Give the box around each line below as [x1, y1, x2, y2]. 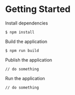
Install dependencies [5, 20, 48, 26]
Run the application [5, 75, 45, 81]
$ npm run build [5, 48, 39, 53]
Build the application [5, 38, 47, 44]
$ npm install [5, 29, 35, 34]
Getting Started [5, 3, 71, 15]
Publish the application [5, 56, 52, 63]
